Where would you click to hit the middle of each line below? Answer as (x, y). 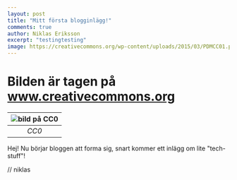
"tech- (216, 148)
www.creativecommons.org (91, 97)
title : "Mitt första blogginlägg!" (60, 20)
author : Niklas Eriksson (44, 34)
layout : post (26, 14)
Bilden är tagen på (62, 82)
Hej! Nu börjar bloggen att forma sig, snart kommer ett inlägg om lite (107, 148)
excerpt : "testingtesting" (47, 40)
